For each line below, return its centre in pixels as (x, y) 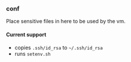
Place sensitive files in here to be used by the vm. (66, 21)
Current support (26, 34)
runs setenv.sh (32, 53)
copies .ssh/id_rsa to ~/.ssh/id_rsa (59, 48)
